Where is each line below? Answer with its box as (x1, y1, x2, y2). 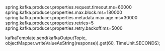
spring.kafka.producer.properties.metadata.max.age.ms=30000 (5, 15, 138, 20)
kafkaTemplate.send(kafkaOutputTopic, (5, 35, 87, 41)
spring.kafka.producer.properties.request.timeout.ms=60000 (5, 4, 132, 10)
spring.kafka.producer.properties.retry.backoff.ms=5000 (5, 25, 123, 31)
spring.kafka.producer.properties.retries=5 (5, 20, 94, 26)
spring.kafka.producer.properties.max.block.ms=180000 (5, 9, 122, 15)
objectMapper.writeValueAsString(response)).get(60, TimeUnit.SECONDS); (5, 40, 160, 46)
